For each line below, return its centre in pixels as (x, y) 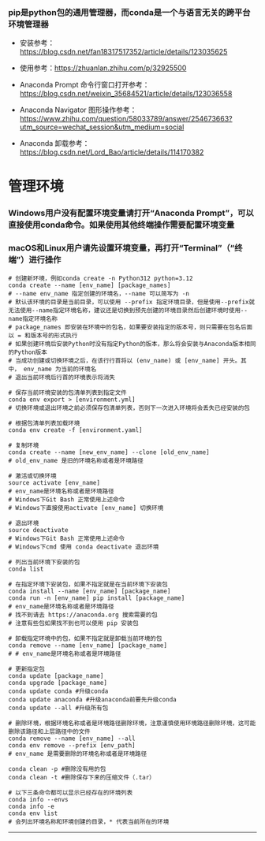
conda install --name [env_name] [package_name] (90, 591)
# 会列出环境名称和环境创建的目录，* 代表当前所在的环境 (89, 821)
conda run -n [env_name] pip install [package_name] (97, 598)
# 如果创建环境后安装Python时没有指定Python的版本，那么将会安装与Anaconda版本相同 (132, 344)
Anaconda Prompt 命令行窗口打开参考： (84, 85)
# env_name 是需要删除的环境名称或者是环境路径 (78, 754)
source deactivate (38, 530)
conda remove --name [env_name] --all (72, 739)
